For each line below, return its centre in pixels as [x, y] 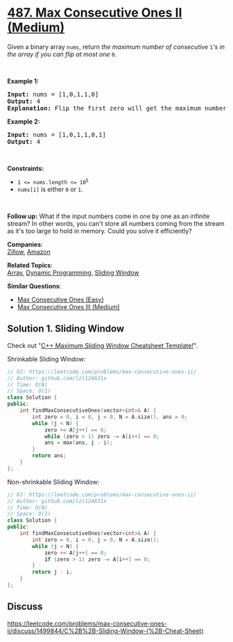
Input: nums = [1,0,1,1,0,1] [57, 134]
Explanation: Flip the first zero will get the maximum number [117, 108]
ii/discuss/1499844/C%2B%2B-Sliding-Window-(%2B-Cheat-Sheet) [105, 631]
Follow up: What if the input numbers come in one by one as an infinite [109, 216]
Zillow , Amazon [29, 252]
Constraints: [26, 168]
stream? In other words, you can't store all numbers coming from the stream [116, 223]
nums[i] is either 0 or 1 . [50, 189]
